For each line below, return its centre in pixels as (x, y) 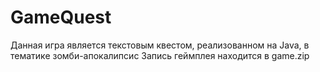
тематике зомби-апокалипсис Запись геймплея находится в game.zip (160, 55)
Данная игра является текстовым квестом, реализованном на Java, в (160, 45)
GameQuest (61, 17)
